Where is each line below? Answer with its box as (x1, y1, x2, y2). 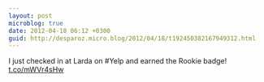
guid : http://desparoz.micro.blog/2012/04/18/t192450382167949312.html (8, 34, 256, 43)
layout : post (8, 11, 53, 20)
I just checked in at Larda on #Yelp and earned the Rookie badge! (8, 56, 227, 66)
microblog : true (8, 19, 63, 27)
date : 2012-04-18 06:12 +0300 (8, 27, 111, 35)
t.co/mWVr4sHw (8, 65, 64, 75)
